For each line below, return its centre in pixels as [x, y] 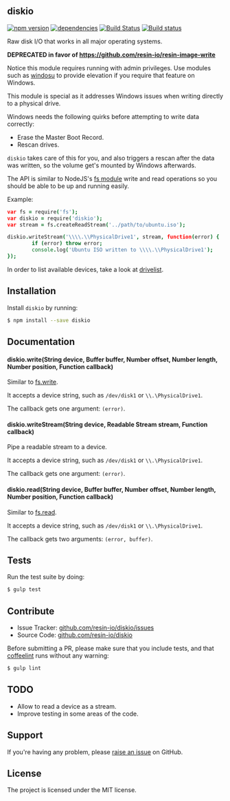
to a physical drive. [34, 103]
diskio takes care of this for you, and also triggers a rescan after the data [111, 158]
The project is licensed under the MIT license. [72, 790]
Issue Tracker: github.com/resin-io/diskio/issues [85, 628]
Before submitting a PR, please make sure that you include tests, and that [111, 648]
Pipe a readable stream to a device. [57, 447]
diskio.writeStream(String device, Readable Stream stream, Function [107, 424]
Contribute [31, 611]
